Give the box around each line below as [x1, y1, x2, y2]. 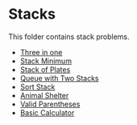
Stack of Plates [19, 64, 71, 74]
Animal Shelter [19, 90, 69, 100]
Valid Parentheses [19, 99, 81, 109]
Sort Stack [19, 82, 56, 92]
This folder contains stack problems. [8, 32, 131, 41]
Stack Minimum [19, 56, 73, 66]
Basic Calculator [19, 107, 75, 118]
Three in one [19, 47, 63, 57]
